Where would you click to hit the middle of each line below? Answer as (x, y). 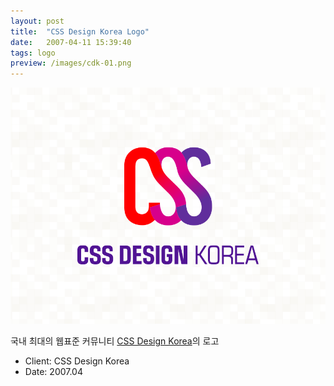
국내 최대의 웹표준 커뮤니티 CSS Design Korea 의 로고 (115, 341)
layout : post (37, 21)
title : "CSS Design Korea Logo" (80, 31)
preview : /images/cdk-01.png (71, 63)
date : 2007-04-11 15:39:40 (71, 42)
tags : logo (33, 53)
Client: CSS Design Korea (77, 361)
